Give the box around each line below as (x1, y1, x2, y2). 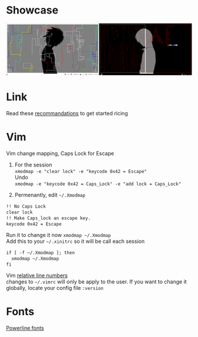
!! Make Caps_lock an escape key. (6, 215, 91, 221)
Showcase (6, 4, 59, 17)
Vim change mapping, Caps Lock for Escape (6, 150, 114, 157)
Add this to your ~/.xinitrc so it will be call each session (6, 238, 145, 245)
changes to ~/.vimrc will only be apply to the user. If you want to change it (6, 278, 187, 285)
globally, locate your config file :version (6, 285, 104, 292)
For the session (14, 161, 52, 168)
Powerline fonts (6, 325, 44, 331)
